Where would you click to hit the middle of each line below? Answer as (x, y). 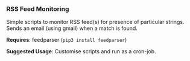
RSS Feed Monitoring (38, 9)
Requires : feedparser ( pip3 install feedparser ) (67, 40)
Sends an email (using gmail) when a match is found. (72, 28)
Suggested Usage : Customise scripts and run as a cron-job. (81, 51)
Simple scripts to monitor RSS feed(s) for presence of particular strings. (95, 22)
